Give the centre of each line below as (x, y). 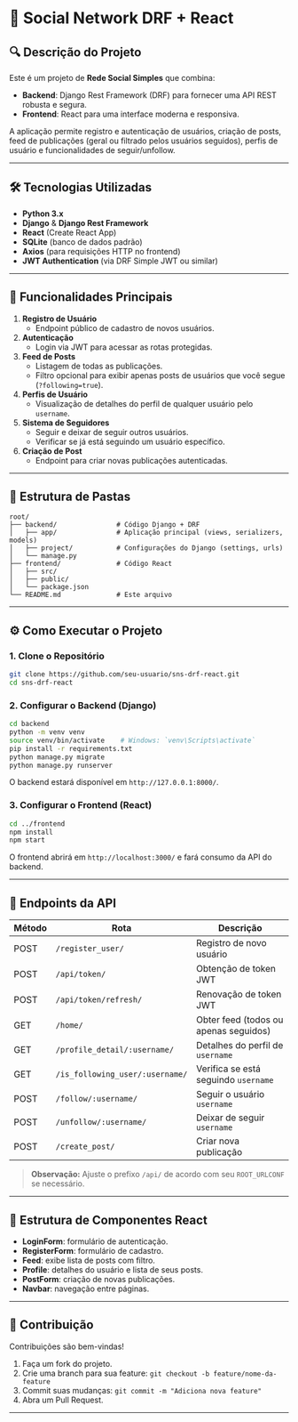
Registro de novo (232, 943)
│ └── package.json (49, 587)
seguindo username (235, 1080)
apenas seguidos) (234, 1031)
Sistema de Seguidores (66, 423)
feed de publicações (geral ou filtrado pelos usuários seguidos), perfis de (144, 141)
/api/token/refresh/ (99, 1000)
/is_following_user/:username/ (122, 1075)
